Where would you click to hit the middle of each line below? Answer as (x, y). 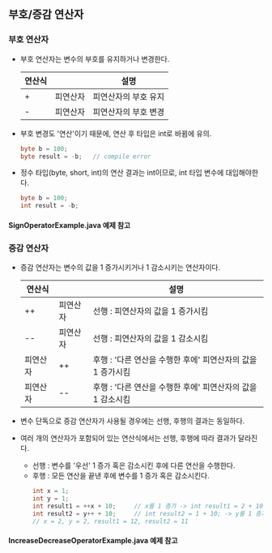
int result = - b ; (49, 206)
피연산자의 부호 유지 (128, 96)
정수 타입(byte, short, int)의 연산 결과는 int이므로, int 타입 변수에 (122, 173)
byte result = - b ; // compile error (85, 156)
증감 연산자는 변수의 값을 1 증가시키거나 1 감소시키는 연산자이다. (120, 268)
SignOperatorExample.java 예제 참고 (70, 225)
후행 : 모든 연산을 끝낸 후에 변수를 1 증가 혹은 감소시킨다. (121, 476)
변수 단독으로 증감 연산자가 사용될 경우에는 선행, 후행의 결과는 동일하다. (132, 421)
